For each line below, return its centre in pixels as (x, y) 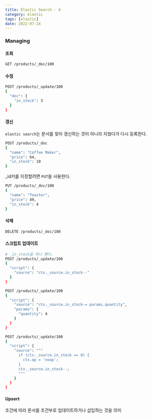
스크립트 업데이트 (22, 243)
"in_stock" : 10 (25, 162)
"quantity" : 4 (33, 314)
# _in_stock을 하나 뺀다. (29, 254)
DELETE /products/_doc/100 (33, 231)
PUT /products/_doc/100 (30, 186)
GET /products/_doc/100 (30, 64)
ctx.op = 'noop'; (41, 360)
